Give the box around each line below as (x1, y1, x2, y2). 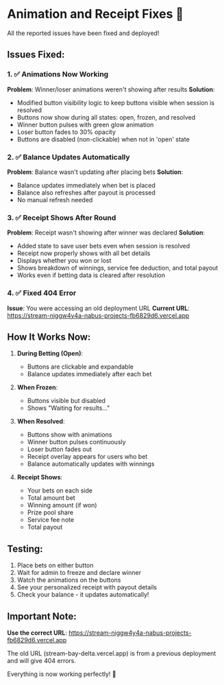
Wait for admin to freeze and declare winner (16, 569, 142, 577)
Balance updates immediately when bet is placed (16, 181, 156, 189)
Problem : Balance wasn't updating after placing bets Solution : (7, 168, 184, 176)
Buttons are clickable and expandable (27, 362, 134, 371)
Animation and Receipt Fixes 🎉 (7, 6, 184, 22)
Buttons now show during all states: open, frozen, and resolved (16, 113, 196, 121)
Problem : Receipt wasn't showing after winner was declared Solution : (7, 228, 206, 237)
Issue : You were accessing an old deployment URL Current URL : (7, 304, 190, 312)
